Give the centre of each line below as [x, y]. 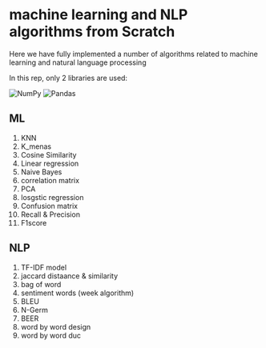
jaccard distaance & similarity [69, 276]
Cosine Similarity [48, 154]
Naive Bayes [41, 172]
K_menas [36, 146]
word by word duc [51, 335]
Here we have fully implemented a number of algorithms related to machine [134, 54]
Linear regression [50, 163]
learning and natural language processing [78, 62]
